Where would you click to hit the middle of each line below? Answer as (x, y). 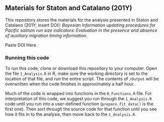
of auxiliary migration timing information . (47, 35)
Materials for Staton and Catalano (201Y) (69, 8)
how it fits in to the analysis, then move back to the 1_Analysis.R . (71, 114)
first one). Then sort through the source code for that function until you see (81, 109)
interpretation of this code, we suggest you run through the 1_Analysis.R (79, 99)
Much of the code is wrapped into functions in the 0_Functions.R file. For (78, 94)
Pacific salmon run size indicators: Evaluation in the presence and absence (81, 30)
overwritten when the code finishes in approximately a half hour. (70, 84)
